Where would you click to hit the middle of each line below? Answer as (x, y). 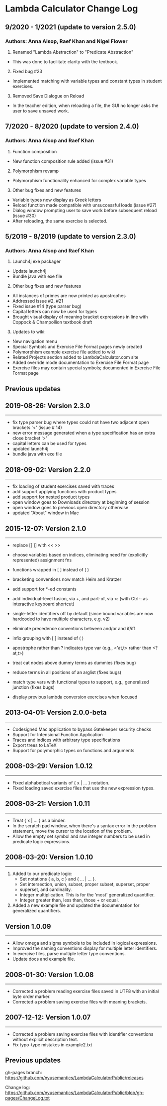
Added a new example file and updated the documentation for (76, 905)
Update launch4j (29, 271)
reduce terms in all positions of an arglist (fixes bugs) (67, 672)
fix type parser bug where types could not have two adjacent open (81, 422)
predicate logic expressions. (41, 841)
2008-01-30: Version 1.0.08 (49, 974)
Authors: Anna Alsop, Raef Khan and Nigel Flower (66, 41)
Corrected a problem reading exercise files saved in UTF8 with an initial (85, 991)
